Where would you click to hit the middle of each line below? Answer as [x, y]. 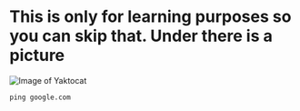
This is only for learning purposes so [150, 17]
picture [37, 55]
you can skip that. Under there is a [141, 36]
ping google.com [40, 97]
